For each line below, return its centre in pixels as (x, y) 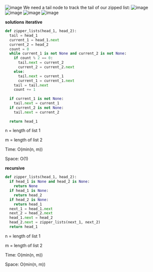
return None (26, 186)
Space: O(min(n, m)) (25, 264)
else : (19, 71)
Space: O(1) (17, 159)
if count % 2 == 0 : (33, 58)
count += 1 (25, 90)
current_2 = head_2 (29, 44)
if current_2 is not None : (37, 108)
